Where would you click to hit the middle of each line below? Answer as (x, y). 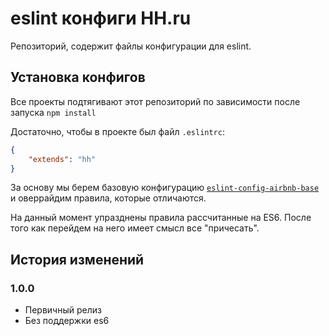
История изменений (77, 259)
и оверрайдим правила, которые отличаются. (108, 198)
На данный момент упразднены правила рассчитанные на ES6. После (161, 218)
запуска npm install (53, 112)
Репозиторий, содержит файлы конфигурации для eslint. (131, 46)
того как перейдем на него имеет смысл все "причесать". (135, 228)
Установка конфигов (78, 77)
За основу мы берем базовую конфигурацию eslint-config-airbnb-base (165, 188)
